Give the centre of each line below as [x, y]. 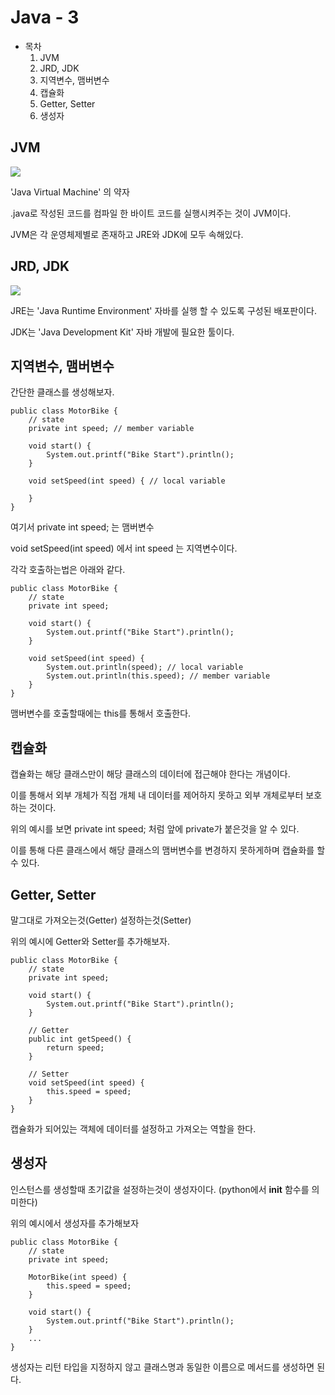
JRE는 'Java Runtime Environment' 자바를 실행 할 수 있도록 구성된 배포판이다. [163, 310]
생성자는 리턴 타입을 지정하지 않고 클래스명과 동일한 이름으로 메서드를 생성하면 [162, 1367]
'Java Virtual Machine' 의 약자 [70, 192]
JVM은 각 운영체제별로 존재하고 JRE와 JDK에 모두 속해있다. [127, 234]
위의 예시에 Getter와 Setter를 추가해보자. [90, 941]
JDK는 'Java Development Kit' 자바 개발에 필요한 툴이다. [122, 332]
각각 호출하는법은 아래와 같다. [68, 570]
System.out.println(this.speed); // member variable [158, 676]
